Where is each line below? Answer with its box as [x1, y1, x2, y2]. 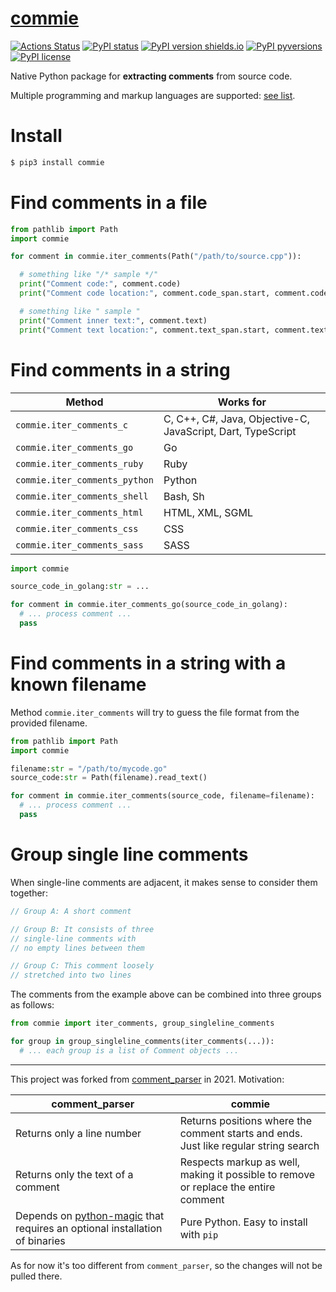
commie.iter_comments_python [15, 474, 154, 486]
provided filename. [10, 717, 88, 729]
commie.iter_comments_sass [15, 539, 144, 551]
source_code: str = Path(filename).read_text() [10, 773, 208, 783]
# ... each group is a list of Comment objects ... [19, 1045, 240, 1056]
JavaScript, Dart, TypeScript [163, 424, 297, 438]
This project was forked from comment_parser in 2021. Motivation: [10, 1073, 285, 1085]
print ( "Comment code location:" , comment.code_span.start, [19, 288, 271, 299]
